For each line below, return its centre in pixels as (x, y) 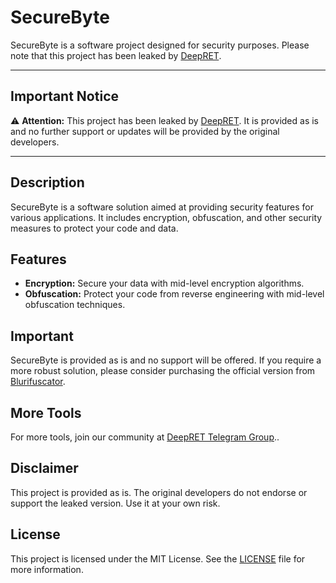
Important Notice (64, 96)
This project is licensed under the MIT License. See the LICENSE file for (158, 558)
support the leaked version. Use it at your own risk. (115, 503)
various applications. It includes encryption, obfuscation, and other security (166, 217)
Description (47, 182)
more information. (47, 569)
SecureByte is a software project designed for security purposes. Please (160, 45)
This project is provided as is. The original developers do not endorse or (159, 492)
